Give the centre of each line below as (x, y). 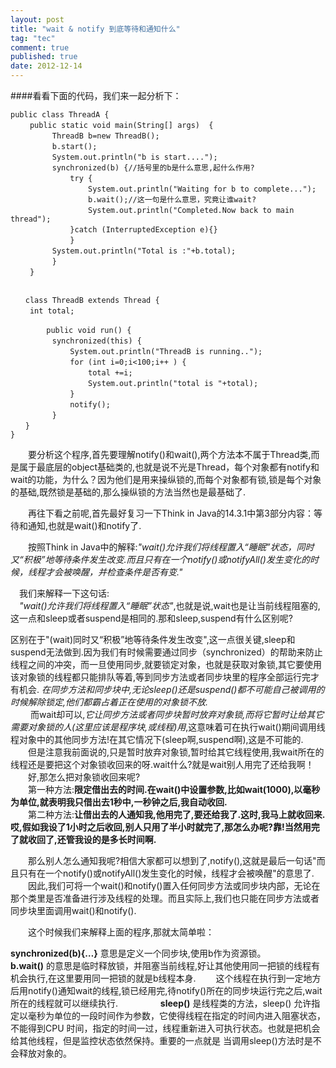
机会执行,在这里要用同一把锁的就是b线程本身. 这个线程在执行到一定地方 (166, 978)
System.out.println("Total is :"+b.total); (144, 251)
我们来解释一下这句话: (64, 593)
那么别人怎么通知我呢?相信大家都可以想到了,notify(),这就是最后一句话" (172, 860)
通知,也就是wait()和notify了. (84, 525)
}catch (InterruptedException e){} (143, 230)
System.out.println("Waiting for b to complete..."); (202, 189)
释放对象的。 (45, 1053)
